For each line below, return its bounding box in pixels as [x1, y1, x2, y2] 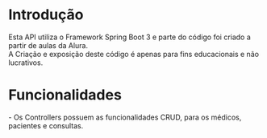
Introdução [8, 6, 84, 24]
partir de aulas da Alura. [8, 40, 89, 50]
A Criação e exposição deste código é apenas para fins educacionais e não [8, 49, 260, 59]
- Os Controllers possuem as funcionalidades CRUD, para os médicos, [8, 112, 242, 122]
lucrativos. [8, 58, 44, 67]
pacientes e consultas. [8, 120, 84, 130]
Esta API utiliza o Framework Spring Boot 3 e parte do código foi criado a [8, 32, 252, 42]
